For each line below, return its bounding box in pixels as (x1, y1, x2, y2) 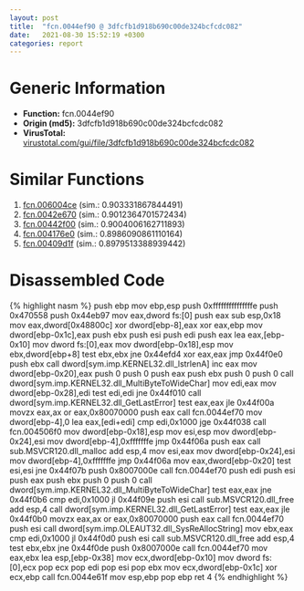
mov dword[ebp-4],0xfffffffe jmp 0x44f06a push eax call (47, 436, 261, 447)
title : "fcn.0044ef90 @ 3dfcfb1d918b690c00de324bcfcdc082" (9, 22, 244, 31)
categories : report (9, 38, 84, 48)
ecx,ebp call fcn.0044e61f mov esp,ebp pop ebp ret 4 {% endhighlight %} (9, 572, 288, 583)
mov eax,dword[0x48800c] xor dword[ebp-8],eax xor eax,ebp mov (9, 320, 263, 331)
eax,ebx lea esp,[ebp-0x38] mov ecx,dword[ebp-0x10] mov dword (9, 553, 261, 564)
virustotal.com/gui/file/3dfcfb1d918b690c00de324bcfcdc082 (22, 138, 255, 149)
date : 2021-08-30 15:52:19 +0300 (9, 30, 145, 39)
